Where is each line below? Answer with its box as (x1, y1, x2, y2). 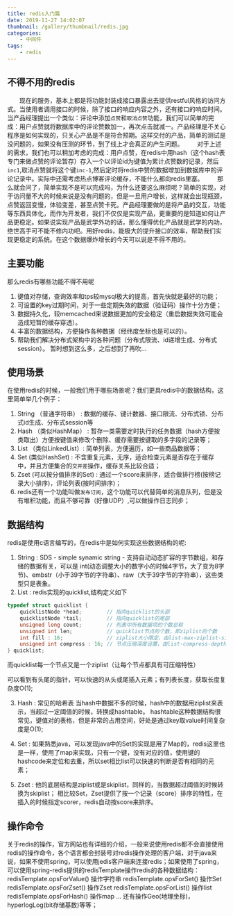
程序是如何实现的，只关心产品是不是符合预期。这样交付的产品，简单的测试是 (7, 131, 226, 139)
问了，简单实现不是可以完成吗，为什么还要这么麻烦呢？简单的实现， (25, 183, 220, 191)
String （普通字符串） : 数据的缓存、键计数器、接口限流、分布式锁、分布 (17, 409, 224, 418)
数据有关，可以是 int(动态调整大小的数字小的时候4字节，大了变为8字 (29, 562, 225, 571)
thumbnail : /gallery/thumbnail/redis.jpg (7, 23, 129, 30)
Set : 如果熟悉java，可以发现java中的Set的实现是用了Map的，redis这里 (17, 739, 220, 748)
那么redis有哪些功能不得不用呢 (7, 277, 95, 286)
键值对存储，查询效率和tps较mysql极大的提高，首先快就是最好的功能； (17, 292, 220, 300)
